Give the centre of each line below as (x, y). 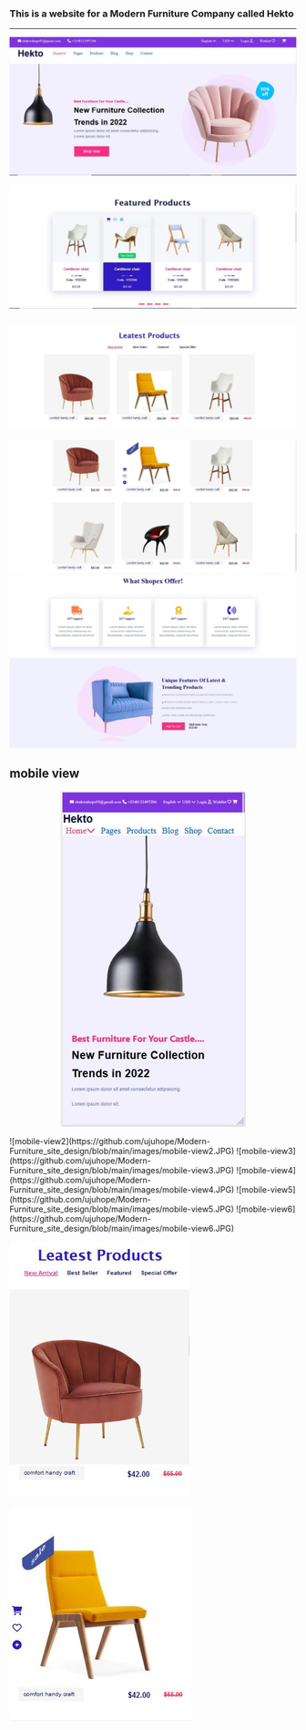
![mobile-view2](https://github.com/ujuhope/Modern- (110, 1141)
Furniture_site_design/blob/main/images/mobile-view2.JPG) (122, 1151)
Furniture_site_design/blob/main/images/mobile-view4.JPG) (122, 1189)
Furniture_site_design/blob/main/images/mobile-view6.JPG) (122, 1228)
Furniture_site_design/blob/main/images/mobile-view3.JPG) (122, 1170)
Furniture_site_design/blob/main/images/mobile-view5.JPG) (122, 1209)
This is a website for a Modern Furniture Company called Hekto (152, 14)
